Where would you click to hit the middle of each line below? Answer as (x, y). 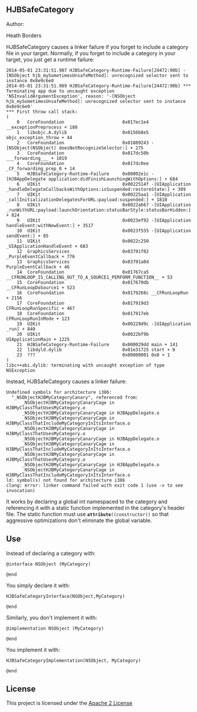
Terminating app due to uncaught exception (60, 91)
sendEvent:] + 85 (27, 236)
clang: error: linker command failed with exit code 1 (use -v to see (95, 485)
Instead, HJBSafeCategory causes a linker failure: (66, 381)
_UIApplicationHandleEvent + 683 (47, 246)
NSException (21, 370)
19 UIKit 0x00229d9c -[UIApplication (104, 324)
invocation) (21, 490)
